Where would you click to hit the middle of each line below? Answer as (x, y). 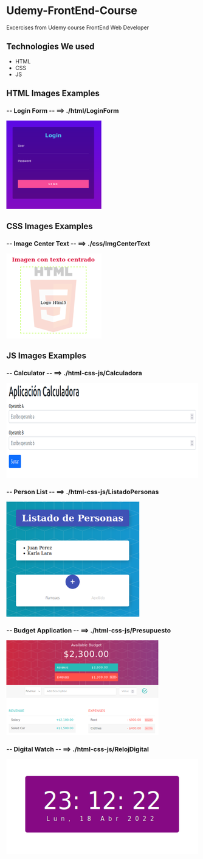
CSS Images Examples (50, 226)
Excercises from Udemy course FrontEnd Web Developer (78, 27)
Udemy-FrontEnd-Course (72, 11)
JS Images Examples (46, 355)
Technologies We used (50, 47)
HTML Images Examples (53, 94)
